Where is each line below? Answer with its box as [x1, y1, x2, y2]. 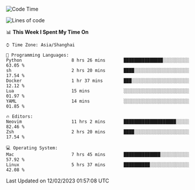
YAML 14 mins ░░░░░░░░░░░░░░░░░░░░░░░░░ [6, 98, 190, 104]
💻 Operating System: [6, 145, 58, 151]
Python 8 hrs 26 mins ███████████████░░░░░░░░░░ [6, 57, 190, 63]
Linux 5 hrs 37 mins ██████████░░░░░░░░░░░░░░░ [6, 162, 190, 168]
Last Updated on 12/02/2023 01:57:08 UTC [6, 177, 110, 184]
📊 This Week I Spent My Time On [6, 29, 89, 35]
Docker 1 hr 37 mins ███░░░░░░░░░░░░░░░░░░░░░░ [6, 78, 190, 84]
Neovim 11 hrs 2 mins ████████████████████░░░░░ [6, 119, 190, 125]
